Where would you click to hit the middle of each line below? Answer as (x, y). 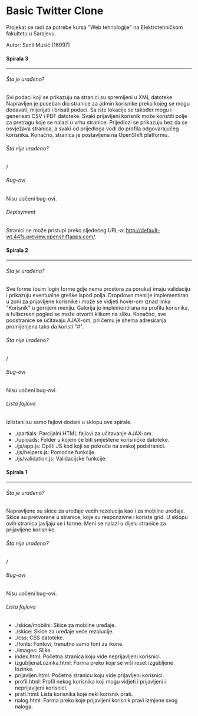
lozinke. (24, 669)
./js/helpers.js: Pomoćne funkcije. (55, 452)
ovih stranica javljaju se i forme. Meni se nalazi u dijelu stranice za (86, 524)
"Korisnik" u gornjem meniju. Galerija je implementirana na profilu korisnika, (98, 308)
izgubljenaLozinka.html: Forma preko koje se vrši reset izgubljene (94, 662)
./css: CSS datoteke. (39, 638)
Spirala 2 (17, 250)
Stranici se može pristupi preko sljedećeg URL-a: (65, 230)
